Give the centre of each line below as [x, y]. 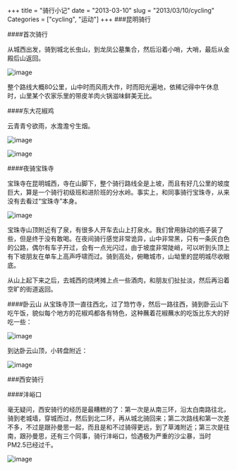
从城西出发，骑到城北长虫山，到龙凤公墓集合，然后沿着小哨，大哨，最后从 [115, 49]
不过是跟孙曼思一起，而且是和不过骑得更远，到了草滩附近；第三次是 [124, 427]
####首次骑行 [28, 34]
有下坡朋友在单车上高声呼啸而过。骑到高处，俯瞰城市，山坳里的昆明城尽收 [115, 256]
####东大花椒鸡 [31, 111]
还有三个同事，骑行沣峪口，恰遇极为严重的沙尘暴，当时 [131, 436]
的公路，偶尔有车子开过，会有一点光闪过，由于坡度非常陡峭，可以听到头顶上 [119, 247]
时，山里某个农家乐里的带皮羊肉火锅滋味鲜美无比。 [81, 96]
